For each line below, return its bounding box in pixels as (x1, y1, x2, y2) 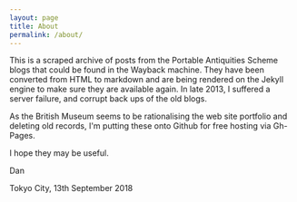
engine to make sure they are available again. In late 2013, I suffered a (9, 83, 271, 95)
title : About (9, 22, 59, 31)
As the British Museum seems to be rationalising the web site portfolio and (9, 111, 288, 122)
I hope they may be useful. (9, 148, 109, 159)
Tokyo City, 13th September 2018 (9, 183, 134, 194)
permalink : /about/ (9, 30, 84, 39)
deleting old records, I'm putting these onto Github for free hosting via (9, 120, 272, 131)
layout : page (9, 13, 59, 23)
